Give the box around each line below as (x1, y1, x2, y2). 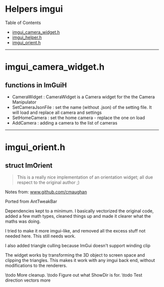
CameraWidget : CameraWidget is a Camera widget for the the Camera (12, 94, 155, 100)
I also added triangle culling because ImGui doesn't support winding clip (5, 242, 150, 248)
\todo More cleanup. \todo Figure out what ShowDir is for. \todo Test (5, 272, 143, 278)
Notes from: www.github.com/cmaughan (5, 189, 87, 195)
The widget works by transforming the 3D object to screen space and (5, 252, 145, 258)
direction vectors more (5, 277, 51, 283)
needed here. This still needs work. (5, 233, 76, 239)
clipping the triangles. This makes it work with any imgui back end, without (5, 257, 155, 263)
